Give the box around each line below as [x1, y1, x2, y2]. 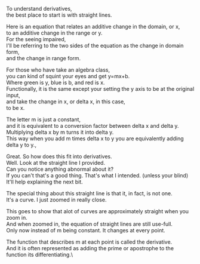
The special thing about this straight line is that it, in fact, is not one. [6, 190, 173, 197]
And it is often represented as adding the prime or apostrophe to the [6, 245, 174, 251]
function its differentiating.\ [6, 251, 73, 258]
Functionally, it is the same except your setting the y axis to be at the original [6, 85, 195, 92]
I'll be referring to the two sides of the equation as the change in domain [6, 42, 184, 49]
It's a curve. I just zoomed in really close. [6, 197, 107, 203]
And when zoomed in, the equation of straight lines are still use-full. [6, 220, 173, 228]
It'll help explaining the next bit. [6, 179, 84, 185]
